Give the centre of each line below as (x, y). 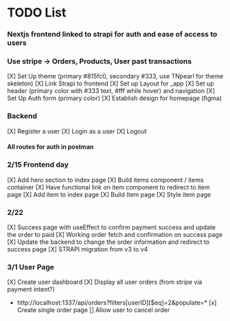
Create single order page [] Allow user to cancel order (93, 310)
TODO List (37, 13)
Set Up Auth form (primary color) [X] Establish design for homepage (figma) (115, 99)
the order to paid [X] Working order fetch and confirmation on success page (115, 234)
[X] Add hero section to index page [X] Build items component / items (105, 180)
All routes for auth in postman (50, 147)
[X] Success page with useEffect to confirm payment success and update (112, 227)
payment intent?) (31, 289)
